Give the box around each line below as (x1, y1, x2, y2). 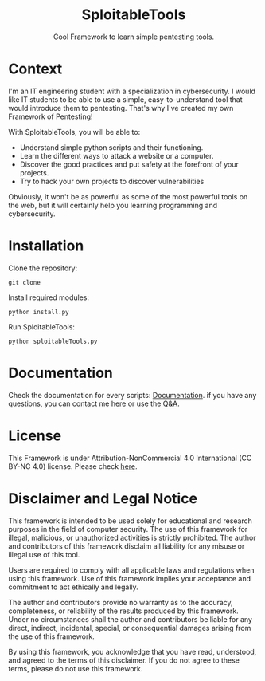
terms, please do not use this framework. (8, 663, 143, 673)
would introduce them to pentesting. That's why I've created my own (8, 103, 234, 112)
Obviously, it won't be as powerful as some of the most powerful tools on (8, 191, 248, 201)
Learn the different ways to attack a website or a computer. (19, 151, 214, 160)
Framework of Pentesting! (8, 112, 93, 121)
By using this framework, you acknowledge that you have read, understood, (8, 647, 257, 656)
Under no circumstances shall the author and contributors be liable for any (8, 614, 253, 624)
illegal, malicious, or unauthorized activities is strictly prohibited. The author (8, 533, 256, 542)
